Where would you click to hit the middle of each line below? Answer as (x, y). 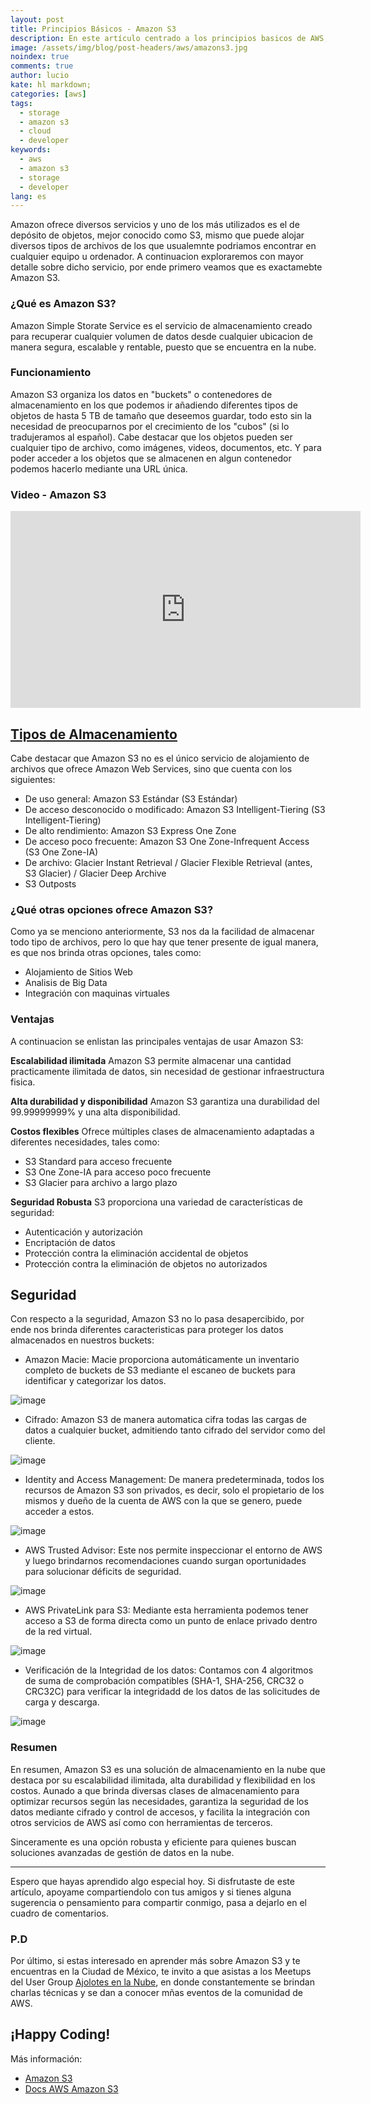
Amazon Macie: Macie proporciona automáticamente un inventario (162, 1360)
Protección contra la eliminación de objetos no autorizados (146, 1263)
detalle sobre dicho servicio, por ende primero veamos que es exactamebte (166, 267)
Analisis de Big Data (66, 983)
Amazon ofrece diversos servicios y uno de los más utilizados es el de (155, 225)
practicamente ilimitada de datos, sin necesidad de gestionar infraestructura (167, 1071)
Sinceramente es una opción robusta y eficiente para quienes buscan (153, 1842)
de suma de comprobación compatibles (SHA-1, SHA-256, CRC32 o (164, 1681)
